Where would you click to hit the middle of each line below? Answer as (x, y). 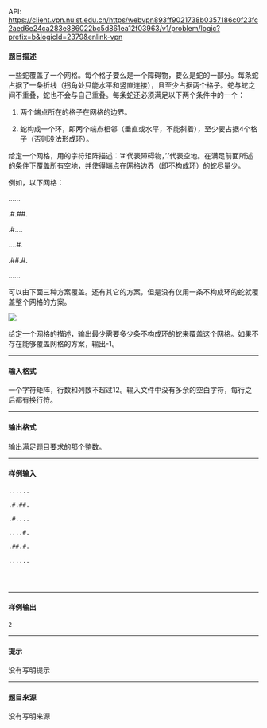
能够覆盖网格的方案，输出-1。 (70, 344)
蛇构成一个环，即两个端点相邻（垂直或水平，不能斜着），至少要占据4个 (135, 129)
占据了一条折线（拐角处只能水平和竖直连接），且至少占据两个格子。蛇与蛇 (128, 85)
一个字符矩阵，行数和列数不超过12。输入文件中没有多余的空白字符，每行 (127, 390)
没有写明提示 (29, 670)
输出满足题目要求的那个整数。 (57, 446)
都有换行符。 (36, 400)
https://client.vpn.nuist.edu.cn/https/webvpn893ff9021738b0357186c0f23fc (133, 20)
